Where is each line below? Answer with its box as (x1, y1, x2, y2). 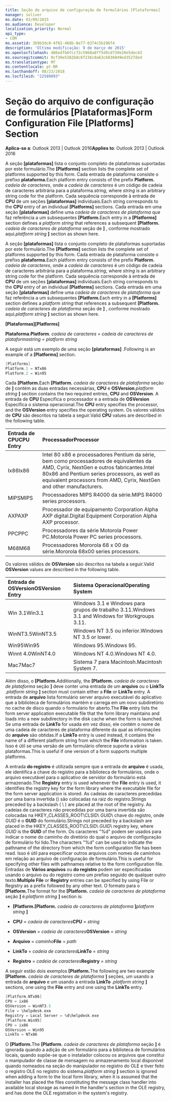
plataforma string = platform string (5, 336, 77, 342)
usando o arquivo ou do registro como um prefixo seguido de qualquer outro (5, 872, 166, 878)
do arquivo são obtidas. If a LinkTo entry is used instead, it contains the (5, 732, 155, 738)
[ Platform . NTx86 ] (5, 994, 42, 999)
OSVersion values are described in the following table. (5, 567, 120, 573)
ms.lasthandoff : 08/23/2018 (5, 69, 65, 74)
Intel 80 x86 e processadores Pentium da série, (42, 451, 156, 459)
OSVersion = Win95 (5, 1027, 44, 1032)
